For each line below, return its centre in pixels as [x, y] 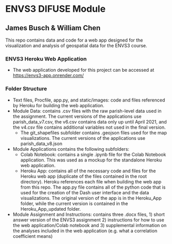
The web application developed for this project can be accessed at [83, 70]
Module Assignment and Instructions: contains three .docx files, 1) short [89, 214]
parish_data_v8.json [41, 144]
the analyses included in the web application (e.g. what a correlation [85, 231]
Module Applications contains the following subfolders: [71, 149]
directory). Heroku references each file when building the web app [91, 181]
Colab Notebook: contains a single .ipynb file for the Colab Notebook [93, 154]
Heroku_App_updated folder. [51, 209]
